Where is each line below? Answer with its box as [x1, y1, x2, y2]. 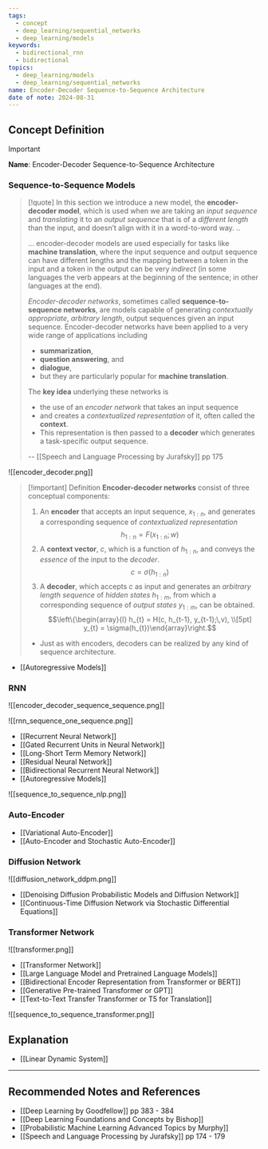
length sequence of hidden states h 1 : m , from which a [39, 590, 217, 602]
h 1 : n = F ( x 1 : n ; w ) [120, 530, 179, 541]
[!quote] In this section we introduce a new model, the [27, 197, 206, 208]
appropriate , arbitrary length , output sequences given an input [27, 313, 235, 324]
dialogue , [39, 363, 72, 372]
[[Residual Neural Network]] [19, 757, 112, 767]
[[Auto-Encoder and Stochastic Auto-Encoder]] [19, 836, 175, 845]
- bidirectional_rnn [15, 49, 84, 57]
